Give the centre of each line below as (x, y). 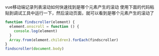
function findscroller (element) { (40, 22)
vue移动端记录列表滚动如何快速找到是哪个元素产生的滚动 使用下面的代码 (78, 7)
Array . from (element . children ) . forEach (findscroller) (64, 40)
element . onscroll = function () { (44, 26)
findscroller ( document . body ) (35, 49)
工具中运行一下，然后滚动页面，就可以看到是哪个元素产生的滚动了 (88, 13)
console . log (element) (35, 31)
